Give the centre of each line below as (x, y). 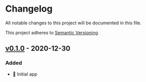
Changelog (29, 9)
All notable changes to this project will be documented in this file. (74, 23)
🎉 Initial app (25, 74)
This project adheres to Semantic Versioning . (52, 32)
